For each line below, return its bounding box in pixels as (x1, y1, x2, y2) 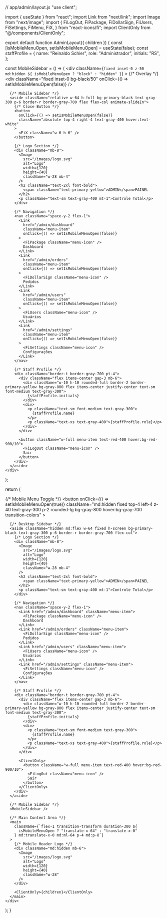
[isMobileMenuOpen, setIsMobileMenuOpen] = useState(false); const (5, 45, 148, 51)
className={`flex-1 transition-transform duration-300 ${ (14, 824, 137, 829)
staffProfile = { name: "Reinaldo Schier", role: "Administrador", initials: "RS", (5, 50, 160, 56)
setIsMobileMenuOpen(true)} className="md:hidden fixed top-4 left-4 (5, 501, 153, 507)
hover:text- (125, 117, 151, 122)
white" (5, 122, 19, 127)
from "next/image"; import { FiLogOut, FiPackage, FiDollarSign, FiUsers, (5, 20, 153, 25)
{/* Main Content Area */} (9, 815, 66, 820)
